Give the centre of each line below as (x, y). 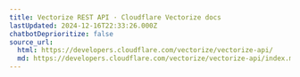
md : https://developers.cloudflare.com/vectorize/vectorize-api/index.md (157, 58)
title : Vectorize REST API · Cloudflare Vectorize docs (115, 17)
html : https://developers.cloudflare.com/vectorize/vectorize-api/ (146, 50)
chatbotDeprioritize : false (62, 34)
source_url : (31, 42)
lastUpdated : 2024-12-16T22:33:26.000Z (83, 26)
